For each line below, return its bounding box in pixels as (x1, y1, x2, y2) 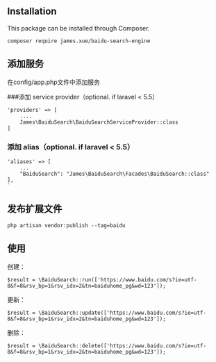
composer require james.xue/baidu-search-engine (7, 38, 151, 44)
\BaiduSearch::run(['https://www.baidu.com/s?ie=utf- (38, 276, 197, 283)
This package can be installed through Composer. (7, 24, 150, 32)
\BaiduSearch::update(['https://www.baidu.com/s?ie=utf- (38, 309, 207, 316)
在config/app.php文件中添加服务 (7, 78, 101, 86)
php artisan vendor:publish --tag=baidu (7, 222, 126, 229)
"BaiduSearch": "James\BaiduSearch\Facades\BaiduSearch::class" (19, 170, 210, 177)
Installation (7, 6, 57, 17)
